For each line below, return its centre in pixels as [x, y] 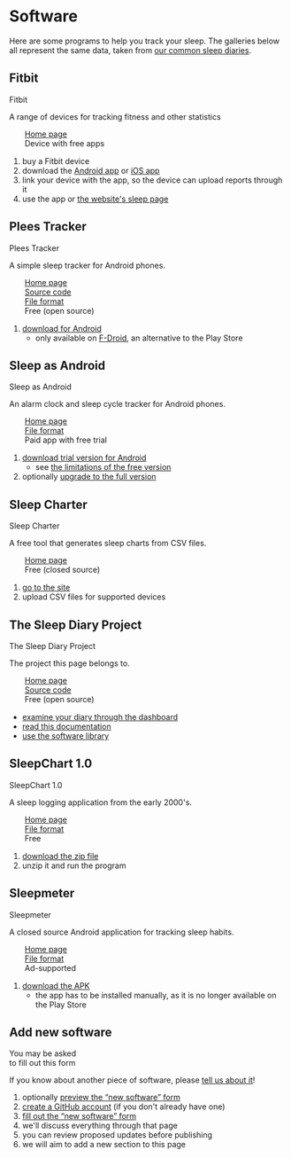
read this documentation [67, 726]
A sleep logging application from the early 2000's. [101, 802]
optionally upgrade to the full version [89, 477]
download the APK [56, 985]
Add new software [61, 1033]
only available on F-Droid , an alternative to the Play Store [139, 338]
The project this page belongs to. [69, 663]
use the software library [65, 736]
